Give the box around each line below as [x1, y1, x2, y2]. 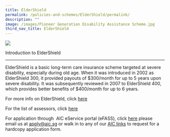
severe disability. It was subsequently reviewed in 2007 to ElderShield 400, [5, 81, 162, 87]
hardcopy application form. [5, 126, 62, 132]
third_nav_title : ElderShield [5, 26, 69, 31]
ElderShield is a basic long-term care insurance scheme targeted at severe [5, 64, 161, 71]
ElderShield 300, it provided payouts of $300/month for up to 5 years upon [5, 75, 161, 81]
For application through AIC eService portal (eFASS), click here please [5, 115, 153, 122]
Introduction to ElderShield [5, 50, 61, 56]
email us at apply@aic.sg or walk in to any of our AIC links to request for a [5, 121, 159, 127]
